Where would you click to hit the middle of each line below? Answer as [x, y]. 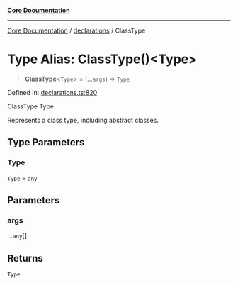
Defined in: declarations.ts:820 [52, 92]
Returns [25, 258]
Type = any [22, 178]
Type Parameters [46, 142]
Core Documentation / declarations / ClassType [76, 30]
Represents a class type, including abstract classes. [83, 120]
